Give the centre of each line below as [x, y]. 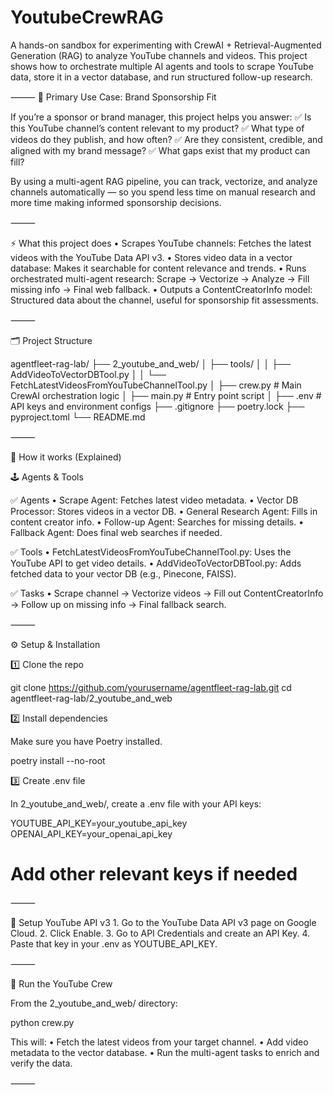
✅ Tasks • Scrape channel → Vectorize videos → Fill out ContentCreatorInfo [167, 593]
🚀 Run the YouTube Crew [61, 983]
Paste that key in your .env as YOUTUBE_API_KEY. [114, 943]
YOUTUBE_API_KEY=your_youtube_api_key [99, 823]
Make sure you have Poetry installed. [86, 741]
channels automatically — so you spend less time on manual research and [163, 192]
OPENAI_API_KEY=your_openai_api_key [91, 833]
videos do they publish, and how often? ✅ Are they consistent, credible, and [166, 139]
